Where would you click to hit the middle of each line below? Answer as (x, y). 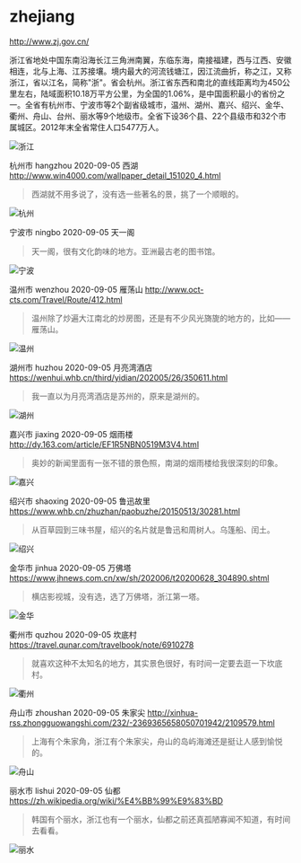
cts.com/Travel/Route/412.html (66, 299)
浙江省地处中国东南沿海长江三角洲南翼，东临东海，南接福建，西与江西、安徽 (150, 59)
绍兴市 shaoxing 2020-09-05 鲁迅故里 (80, 501)
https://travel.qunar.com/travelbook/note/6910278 (102, 645)
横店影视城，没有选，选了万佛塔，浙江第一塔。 (117, 596)
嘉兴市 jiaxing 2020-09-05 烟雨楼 (71, 434)
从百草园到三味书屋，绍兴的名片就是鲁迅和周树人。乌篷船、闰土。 (153, 529)
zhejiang (42, 17)
